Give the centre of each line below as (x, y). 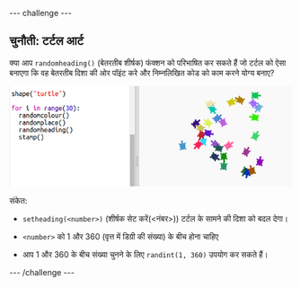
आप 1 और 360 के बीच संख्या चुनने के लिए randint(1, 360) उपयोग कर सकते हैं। (145, 254)
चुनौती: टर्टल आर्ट (46, 41)
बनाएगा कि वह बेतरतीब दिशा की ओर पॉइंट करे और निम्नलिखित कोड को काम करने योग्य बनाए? (142, 73)
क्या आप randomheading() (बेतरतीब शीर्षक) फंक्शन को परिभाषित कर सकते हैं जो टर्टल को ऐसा (148, 63)
